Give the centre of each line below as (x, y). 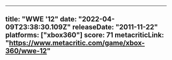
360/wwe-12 (26, 51)
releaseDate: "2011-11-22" (115, 27)
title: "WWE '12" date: (41, 19)
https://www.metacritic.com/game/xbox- (77, 43)
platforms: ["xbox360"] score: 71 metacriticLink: (85, 35)
